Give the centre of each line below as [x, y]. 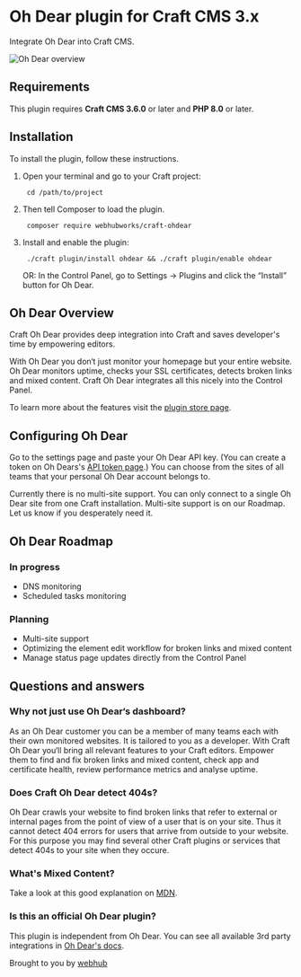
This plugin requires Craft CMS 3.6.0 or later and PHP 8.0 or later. [132, 109]
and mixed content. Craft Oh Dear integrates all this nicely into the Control [146, 381]
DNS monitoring [52, 586]
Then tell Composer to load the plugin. [93, 209]
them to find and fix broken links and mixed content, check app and [134, 760]
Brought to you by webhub [58, 963]
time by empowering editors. [62, 344]
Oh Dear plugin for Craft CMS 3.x [134, 17]
